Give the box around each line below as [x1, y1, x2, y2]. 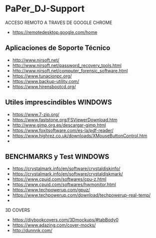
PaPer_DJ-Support [5, 3, 85, 14]
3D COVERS [5, 207, 30, 213]
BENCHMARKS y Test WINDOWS [5, 152, 110, 160]
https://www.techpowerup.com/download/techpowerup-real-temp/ [12, 192, 151, 198]
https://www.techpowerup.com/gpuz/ [12, 187, 90, 193]
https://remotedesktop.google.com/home [12, 29, 98, 35]
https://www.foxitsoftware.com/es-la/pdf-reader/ [12, 127, 114, 133]
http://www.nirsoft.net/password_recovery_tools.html [12, 62, 122, 68]
